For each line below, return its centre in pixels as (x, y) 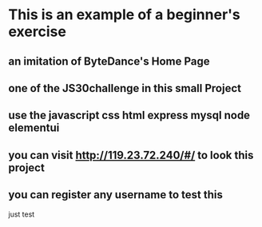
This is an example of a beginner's (125, 15)
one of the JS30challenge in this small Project (125, 88)
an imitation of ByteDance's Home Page (109, 61)
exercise (37, 32)
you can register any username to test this (116, 195)
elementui (34, 128)
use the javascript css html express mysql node (129, 115)
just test (22, 214)
